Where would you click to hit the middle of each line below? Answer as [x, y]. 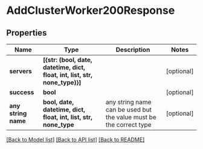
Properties [27, 33]
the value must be [131, 117]
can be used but [129, 109]
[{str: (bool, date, [68, 60]
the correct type [128, 125]
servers [21, 71]
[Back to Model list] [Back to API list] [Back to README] [76, 140]
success [22, 92]
